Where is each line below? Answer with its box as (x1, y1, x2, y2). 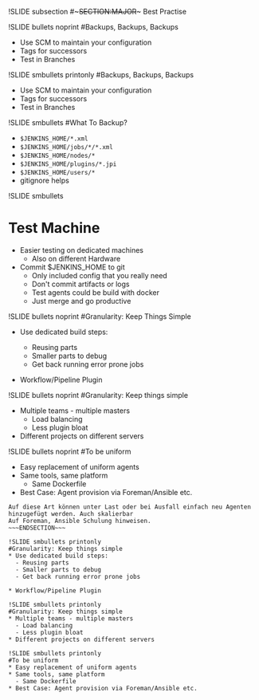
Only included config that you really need (31, 270, 167, 280)
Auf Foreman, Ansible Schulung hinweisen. (8, 517, 151, 525)
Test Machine (8, 219, 100, 238)
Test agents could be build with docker (31, 287, 160, 297)
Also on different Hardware (31, 254, 121, 263)
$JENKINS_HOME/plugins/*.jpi (19, 160, 117, 168)
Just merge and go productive (31, 296, 131, 305)
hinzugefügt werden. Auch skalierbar (8, 509, 134, 517)
